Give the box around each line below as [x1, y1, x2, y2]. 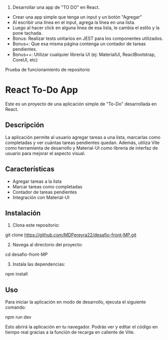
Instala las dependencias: [12, 261, 65, 267]
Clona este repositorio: [12, 222, 60, 228]
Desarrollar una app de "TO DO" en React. [12, 5, 100, 10]
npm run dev [5, 314, 32, 320]
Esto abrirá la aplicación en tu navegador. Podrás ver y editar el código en [5, 324, 158, 330]
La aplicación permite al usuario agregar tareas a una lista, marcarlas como [5, 134, 160, 140]
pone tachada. [12, 30, 43, 36]
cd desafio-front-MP [5, 251, 48, 257]
